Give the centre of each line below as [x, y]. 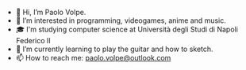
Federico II [33, 41]
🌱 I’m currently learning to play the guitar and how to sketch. [114, 49]
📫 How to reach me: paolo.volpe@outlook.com [93, 58]
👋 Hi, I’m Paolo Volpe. [51, 12]
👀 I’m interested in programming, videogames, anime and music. [121, 20]
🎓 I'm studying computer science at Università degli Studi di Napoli [127, 29]
